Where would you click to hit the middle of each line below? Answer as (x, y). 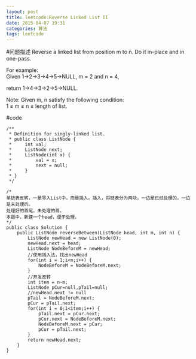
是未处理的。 (20, 204)
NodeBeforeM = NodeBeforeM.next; (79, 266)
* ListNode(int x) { (39, 155)
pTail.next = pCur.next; (69, 314)
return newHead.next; (55, 340)
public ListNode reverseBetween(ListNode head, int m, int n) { (99, 233)
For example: (22, 70)
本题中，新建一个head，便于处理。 (43, 217)
